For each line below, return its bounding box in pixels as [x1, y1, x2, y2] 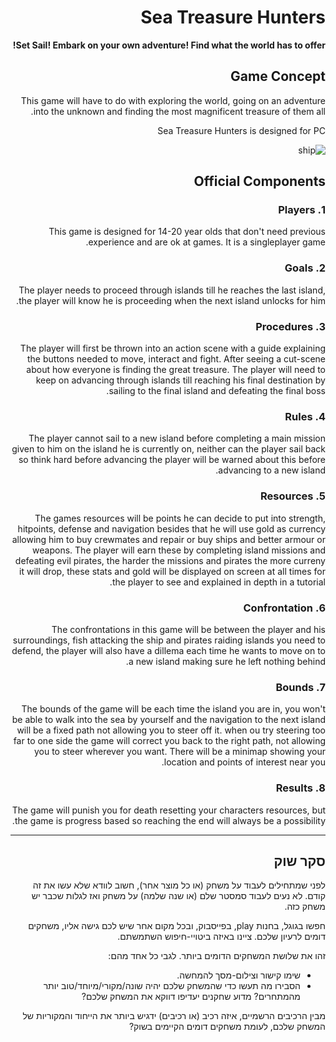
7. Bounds [275, 680, 326, 694]
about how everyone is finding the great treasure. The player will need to [26, 364, 326, 376]
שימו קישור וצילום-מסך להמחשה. [176, 969, 301, 981]
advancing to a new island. [215, 464, 326, 476]
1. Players [278, 203, 326, 217]
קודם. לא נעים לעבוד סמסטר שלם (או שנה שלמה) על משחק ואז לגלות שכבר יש [31, 890, 326, 902]
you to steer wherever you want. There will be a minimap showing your [33, 746, 326, 758]
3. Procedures [255, 319, 326, 333]
